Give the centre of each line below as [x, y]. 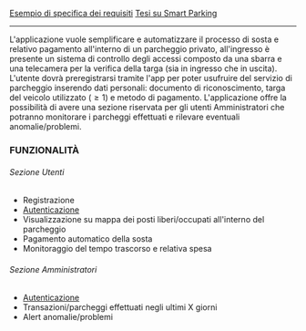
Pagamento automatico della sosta [87, 239]
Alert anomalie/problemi [68, 317]
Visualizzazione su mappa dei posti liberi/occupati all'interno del [143, 220]
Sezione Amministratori [53, 269]
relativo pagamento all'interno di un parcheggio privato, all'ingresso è [140, 49]
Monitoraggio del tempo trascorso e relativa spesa [117, 249]
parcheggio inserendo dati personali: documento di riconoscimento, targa [148, 88]
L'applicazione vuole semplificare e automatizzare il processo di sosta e [144, 39]
